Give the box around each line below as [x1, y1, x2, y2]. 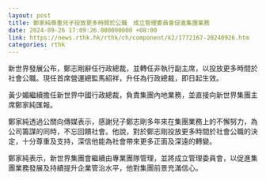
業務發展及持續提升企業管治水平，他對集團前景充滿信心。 [14, 163, 203, 173]
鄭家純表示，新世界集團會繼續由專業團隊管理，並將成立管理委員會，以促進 [8, 153, 251, 163]
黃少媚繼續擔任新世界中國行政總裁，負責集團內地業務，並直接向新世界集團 [8, 90, 251, 99]
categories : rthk [8, 41, 66, 49]
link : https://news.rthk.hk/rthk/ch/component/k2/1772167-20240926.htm [8, 33, 249, 42]
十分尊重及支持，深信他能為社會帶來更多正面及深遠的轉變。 [21, 137, 216, 146]
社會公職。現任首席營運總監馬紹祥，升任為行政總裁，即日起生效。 [8, 73, 223, 83]
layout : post [8, 11, 51, 20]
